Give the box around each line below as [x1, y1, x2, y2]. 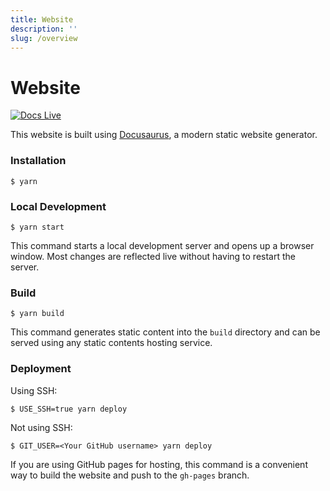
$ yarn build [10, 309, 65, 319]
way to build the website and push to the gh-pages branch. [10, 469, 250, 481]
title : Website [10, 14, 74, 25]
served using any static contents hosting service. [10, 337, 213, 349]
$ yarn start [10, 222, 65, 232]
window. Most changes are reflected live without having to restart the [10, 250, 296, 262]
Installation [10, 154, 67, 168]
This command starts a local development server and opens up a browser [10, 239, 315, 251]
